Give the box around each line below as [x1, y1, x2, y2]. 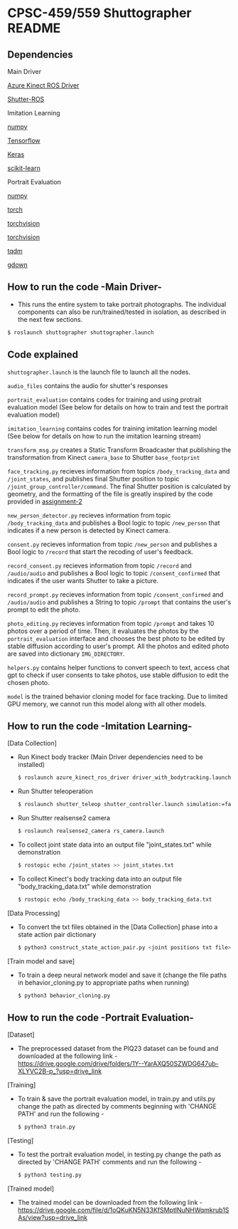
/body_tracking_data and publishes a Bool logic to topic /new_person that [7, 518, 220, 527]
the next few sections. [17, 315, 83, 323]
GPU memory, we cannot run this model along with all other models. [7, 699, 207, 708]
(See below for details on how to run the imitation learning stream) [7, 432, 201, 440]
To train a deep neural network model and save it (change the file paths [17, 971, 227, 979]
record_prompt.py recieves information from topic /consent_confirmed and [7, 590, 224, 599]
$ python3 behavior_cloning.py [17, 992, 111, 999]
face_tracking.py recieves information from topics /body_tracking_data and [7, 466, 230, 475]
